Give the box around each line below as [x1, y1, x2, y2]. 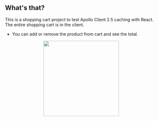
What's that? [5, 4, 45, 12]
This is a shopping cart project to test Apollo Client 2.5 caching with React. [5, 16, 154, 22]
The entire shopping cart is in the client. [5, 22, 85, 27]
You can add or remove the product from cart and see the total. [12, 31, 139, 37]
